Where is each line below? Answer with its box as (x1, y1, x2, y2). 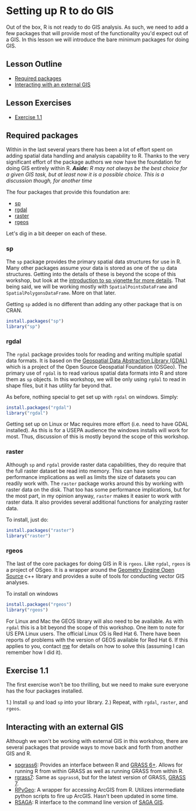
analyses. (6, 579, 29, 586)
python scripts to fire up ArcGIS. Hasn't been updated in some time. (14, 793, 178, 800)
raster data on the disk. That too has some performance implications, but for (6, 486, 190, 493)
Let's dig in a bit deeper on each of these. (6, 230, 107, 237)
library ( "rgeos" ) (6, 607, 49, 613)
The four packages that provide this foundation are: (6, 189, 130, 196)
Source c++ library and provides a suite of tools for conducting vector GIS (6, 572, 185, 579)
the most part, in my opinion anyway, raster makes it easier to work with (6, 492, 181, 499)
